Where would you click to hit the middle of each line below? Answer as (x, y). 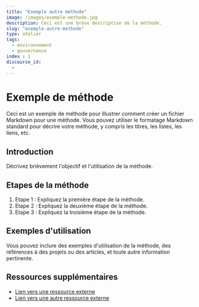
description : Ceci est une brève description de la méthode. (84, 23)
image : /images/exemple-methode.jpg (52, 17)
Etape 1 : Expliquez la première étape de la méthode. (80, 199)
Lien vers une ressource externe (55, 291)
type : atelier (24, 34)
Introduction (30, 151)
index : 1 (19, 56)
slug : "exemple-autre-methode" (45, 28)
